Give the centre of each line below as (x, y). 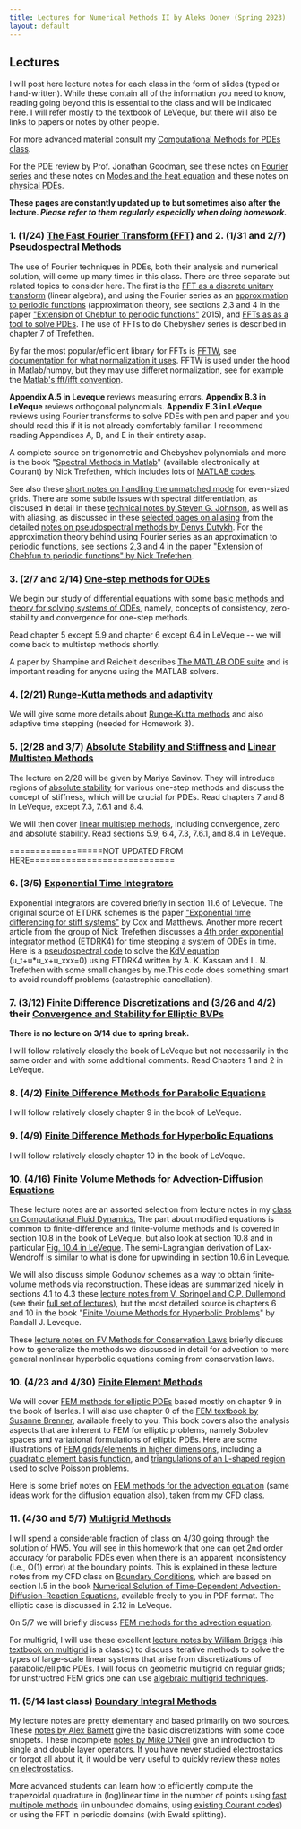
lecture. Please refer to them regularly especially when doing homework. (148, 213)
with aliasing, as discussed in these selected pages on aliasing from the (142, 517)
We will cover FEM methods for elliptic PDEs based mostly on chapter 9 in (146, 1402)
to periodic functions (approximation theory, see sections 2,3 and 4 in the (145, 304)
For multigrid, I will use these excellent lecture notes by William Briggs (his (146, 1640)
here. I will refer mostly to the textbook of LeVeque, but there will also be (143, 112)
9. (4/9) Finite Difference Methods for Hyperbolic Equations (142, 1136)
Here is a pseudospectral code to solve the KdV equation (115, 950)
